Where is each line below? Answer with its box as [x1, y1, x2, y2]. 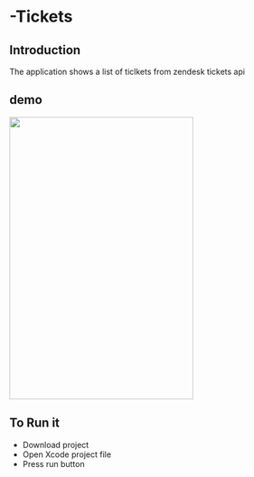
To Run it [9, 416, 61, 431]
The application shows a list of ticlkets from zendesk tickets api [9, 66, 246, 77]
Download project [22, 439, 89, 450]
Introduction [9, 42, 81, 58]
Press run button [22, 458, 85, 469]
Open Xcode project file [22, 449, 111, 460]
